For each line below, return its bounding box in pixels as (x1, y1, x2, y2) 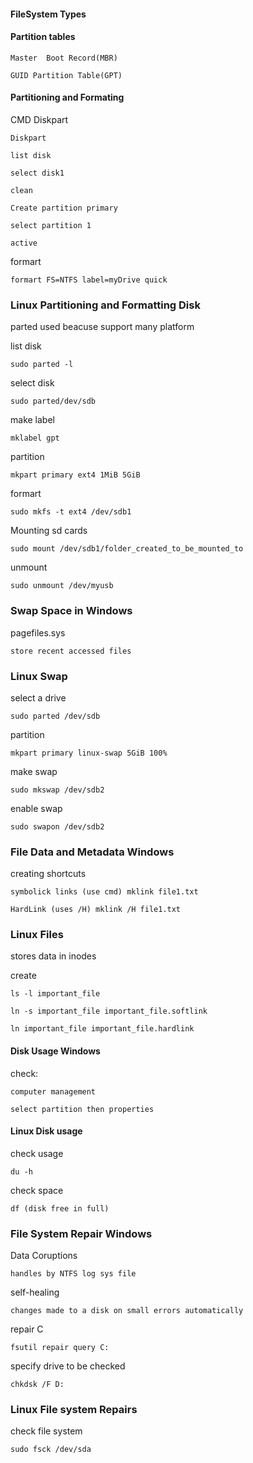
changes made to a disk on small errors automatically (10, 1306, 244, 1316)
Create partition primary (10, 203, 118, 213)
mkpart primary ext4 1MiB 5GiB (10, 470, 141, 480)
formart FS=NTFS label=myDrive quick (10, 275, 168, 285)
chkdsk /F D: (10, 1380, 65, 1390)
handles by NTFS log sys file (10, 1269, 137, 1279)
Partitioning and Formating (10, 91, 125, 104)
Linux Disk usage (10, 1125, 83, 1137)
